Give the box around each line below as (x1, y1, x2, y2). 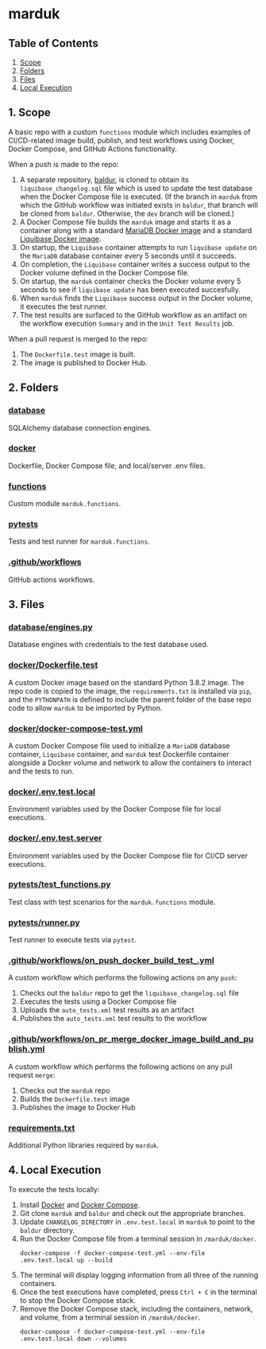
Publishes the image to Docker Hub (19, 1102, 136, 1112)
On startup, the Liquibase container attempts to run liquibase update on (19, 242, 257, 251)
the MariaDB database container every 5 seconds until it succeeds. (19, 251, 237, 260)
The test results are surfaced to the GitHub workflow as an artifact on (19, 310, 248, 319)
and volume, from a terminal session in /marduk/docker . (19, 1312, 201, 1322)
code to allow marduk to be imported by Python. (8, 703, 163, 712)
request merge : (8, 1070, 56, 1079)
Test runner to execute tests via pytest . (8, 935, 137, 945)
